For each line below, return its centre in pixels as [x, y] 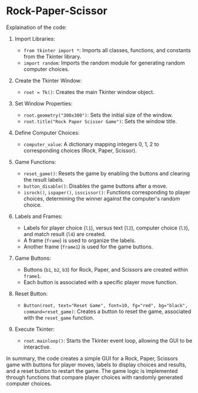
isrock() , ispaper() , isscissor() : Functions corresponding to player [107, 192]
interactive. [37, 347]
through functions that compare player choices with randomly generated [95, 377]
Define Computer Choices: [47, 133]
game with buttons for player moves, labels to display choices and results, [96, 365]
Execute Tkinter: [35, 329]
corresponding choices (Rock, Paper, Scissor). [80, 150]
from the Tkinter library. [52, 56]
